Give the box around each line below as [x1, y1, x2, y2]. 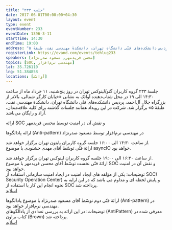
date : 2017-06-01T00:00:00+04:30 [6, 12, 77, 17]
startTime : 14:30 [6, 36, 43, 41]
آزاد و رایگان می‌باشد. [6, 109, 46, 116]
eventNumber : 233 [6, 27, 43, 32]
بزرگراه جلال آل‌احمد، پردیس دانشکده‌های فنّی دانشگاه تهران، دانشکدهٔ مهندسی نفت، [6, 99, 166, 105]
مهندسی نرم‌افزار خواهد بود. [6, 202, 59, 209]
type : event [6, 21, 31, 27]
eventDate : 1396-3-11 [6, 31, 52, 36]
